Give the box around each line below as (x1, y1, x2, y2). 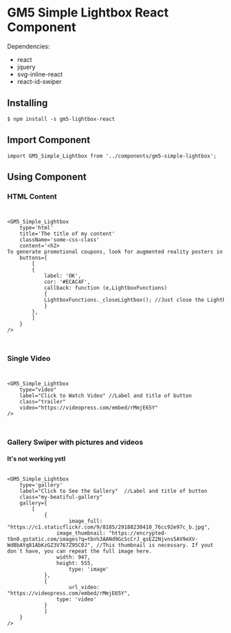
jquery (16, 63, 36, 71)
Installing (7, 98, 48, 109)
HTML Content (7, 191, 57, 201)
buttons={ (19, 254, 48, 262)
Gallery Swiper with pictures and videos (7, 438, 144, 447)
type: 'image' (68, 566, 109, 573)
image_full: (68, 518, 103, 525)
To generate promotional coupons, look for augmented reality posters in (7, 249, 223, 256)
